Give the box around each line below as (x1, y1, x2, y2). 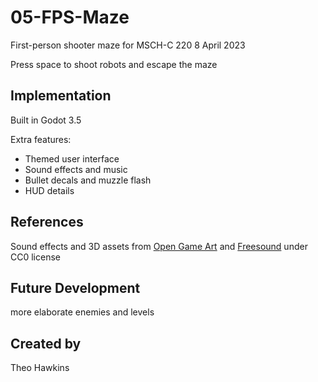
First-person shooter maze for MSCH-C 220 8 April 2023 (10, 39, 246, 51)
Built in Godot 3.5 (10, 114, 82, 126)
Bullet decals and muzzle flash (24, 174, 152, 186)
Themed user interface (24, 152, 120, 165)
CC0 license (10, 251, 61, 263)
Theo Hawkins (10, 362, 70, 374)
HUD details (24, 184, 75, 196)
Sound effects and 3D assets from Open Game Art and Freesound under (10, 240, 308, 252)
